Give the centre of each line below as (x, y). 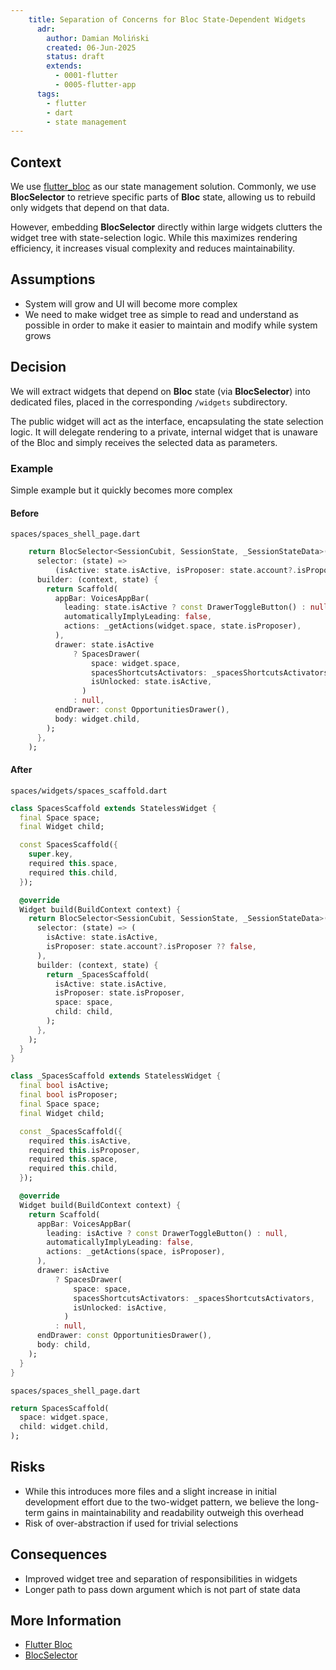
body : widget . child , (97, 719)
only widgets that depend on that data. (90, 208)
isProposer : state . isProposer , (120, 993)
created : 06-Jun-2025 (91, 47)
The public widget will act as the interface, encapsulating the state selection (167, 421)
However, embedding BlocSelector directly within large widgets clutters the (166, 227)
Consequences (59, 1554)
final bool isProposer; (68, 1095)
